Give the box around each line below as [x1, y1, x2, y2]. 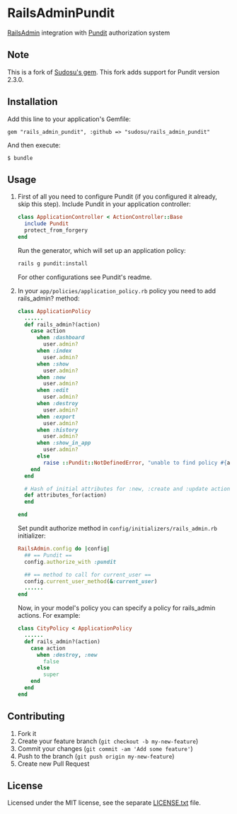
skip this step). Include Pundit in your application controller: [17, 200, 191, 208]
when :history [36, 426, 79, 434]
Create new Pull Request [17, 759, 90, 768]
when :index [36, 347, 72, 354]
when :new [36, 373, 66, 380]
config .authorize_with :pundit [24, 558, 117, 565]
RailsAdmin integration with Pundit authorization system [7, 28, 170, 37]
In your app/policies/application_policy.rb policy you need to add [17, 286, 216, 295]
